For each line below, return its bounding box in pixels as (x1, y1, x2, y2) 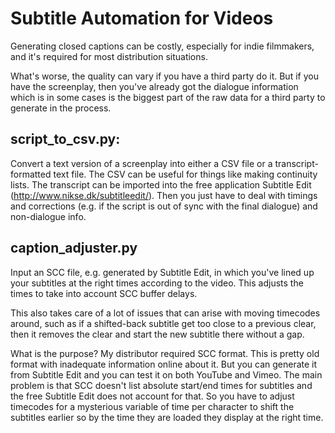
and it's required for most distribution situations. (10, 50, 208, 62)
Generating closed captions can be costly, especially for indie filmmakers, (10, 40, 315, 52)
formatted (10, 168, 52, 180)
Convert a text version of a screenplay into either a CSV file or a (10, 157, 273, 169)
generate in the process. (10, 102, 112, 114)
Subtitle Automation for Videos (10, 7, 274, 30)
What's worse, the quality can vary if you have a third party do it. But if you (10, 70, 319, 82)
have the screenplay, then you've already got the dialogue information (10, 80, 299, 92)
